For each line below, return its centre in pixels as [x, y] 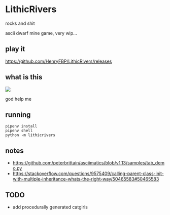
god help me [19, 99]
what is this [24, 77]
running [18, 115]
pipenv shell [19, 131]
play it [15, 49]
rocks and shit [20, 23]
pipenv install [21, 126]
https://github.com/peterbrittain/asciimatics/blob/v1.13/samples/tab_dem [89, 163]
